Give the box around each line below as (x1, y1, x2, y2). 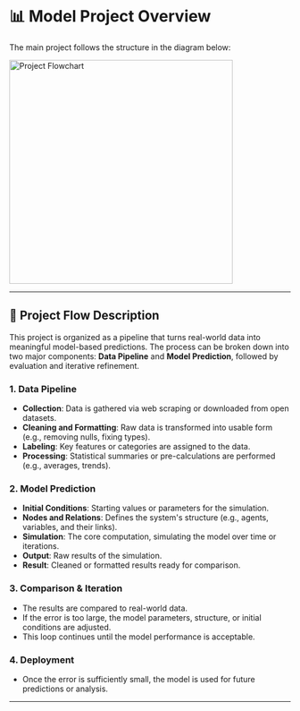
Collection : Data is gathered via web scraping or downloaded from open (21, 403, 289, 414)
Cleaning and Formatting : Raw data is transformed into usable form (21, 422, 273, 433)
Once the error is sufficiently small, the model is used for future (21, 673, 256, 684)
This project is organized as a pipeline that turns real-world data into (9, 331, 261, 342)
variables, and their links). (21, 522, 118, 533)
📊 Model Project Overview (9, 6, 212, 27)
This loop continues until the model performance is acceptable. (21, 631, 256, 642)
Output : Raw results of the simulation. (21, 551, 162, 561)
